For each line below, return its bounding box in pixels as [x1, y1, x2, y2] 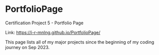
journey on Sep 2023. [5, 44, 50, 50]
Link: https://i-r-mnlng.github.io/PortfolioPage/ [5, 29, 101, 35]
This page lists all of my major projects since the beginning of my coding [5, 39, 155, 45]
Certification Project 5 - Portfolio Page [5, 20, 84, 26]
